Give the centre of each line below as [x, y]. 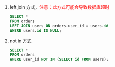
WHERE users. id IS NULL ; [36, 31]
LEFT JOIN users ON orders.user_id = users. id [59, 26]
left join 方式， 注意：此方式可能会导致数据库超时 [60, 7]
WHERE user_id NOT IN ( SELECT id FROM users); [59, 60]
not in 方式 [21, 41]
